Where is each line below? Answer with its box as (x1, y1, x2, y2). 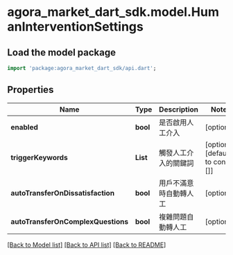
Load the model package (7, 46, 116, 58)
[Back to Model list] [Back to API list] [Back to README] (7, 240, 166, 249)
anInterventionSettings (7, 19, 144, 35)
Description (159, 105, 199, 114)
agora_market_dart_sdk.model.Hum (7, 4, 220, 20)
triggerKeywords (10, 152, 68, 162)
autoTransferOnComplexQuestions (10, 216, 129, 226)
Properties (7, 84, 54, 96)
